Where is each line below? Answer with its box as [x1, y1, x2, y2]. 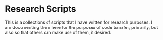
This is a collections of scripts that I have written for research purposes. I [5, 19, 153, 25]
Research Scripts [5, 3, 77, 14]
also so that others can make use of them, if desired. [5, 29, 112, 35]
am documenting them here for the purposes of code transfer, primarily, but [5, 24, 158, 30]
